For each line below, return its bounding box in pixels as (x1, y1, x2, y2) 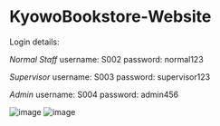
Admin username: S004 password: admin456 (9, 89, 179, 100)
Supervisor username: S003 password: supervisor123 (9, 71, 211, 82)
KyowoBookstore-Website (9, 6, 212, 27)
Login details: (9, 36, 60, 47)
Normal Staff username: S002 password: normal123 (9, 53, 204, 64)
